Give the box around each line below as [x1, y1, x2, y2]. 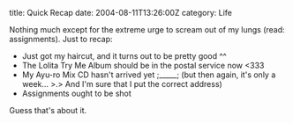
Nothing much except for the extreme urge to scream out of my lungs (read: [9, 25, 285, 34]
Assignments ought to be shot [21, 88, 132, 98]
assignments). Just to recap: [9, 34, 113, 44]
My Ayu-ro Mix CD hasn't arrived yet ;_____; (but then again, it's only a [21, 69, 276, 80]
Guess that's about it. [9, 105, 87, 115]
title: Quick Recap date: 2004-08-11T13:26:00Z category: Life [9, 8, 232, 18]
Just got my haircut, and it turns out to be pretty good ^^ [21, 51, 227, 61]
